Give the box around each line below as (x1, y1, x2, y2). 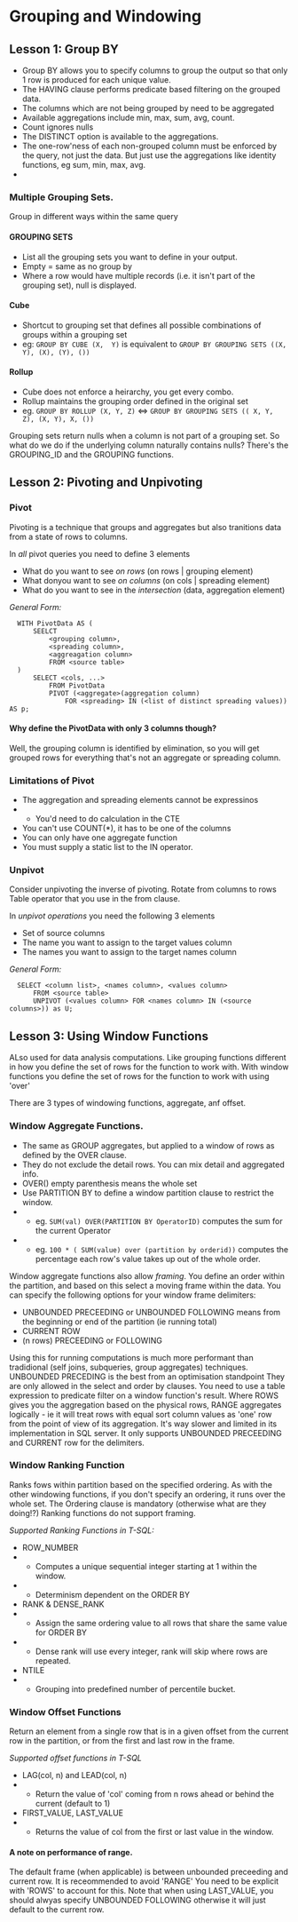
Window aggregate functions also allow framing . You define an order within (9, 1270, 286, 1281)
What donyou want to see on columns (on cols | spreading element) (21, 575, 271, 585)
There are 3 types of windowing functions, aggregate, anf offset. (9, 1098, 247, 1108)
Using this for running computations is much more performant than (9, 1352, 255, 1362)
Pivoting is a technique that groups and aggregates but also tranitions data (9, 521, 282, 532)
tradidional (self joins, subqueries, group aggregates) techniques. (9, 1362, 248, 1372)
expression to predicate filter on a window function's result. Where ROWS (9, 1390, 279, 1401)
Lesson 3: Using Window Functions (9, 1029, 208, 1044)
